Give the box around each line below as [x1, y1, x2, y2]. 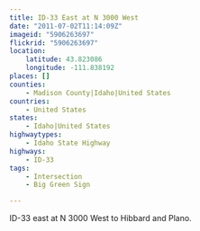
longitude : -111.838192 [25, 64, 115, 73]
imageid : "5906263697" [9, 30, 95, 39]
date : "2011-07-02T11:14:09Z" [9, 22, 123, 31]
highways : [9, 147, 47, 155]
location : [9, 47, 47, 56]
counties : [9, 80, 47, 89]
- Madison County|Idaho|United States [25, 88, 171, 97]
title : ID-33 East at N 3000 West [9, 13, 140, 22]
